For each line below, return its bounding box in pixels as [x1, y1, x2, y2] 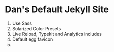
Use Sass [12, 20, 32, 26]
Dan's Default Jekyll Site [5, 4, 109, 15]
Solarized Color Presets [12, 25, 61, 31]
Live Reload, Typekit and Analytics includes [12, 31, 102, 37]
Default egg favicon [12, 36, 53, 42]
